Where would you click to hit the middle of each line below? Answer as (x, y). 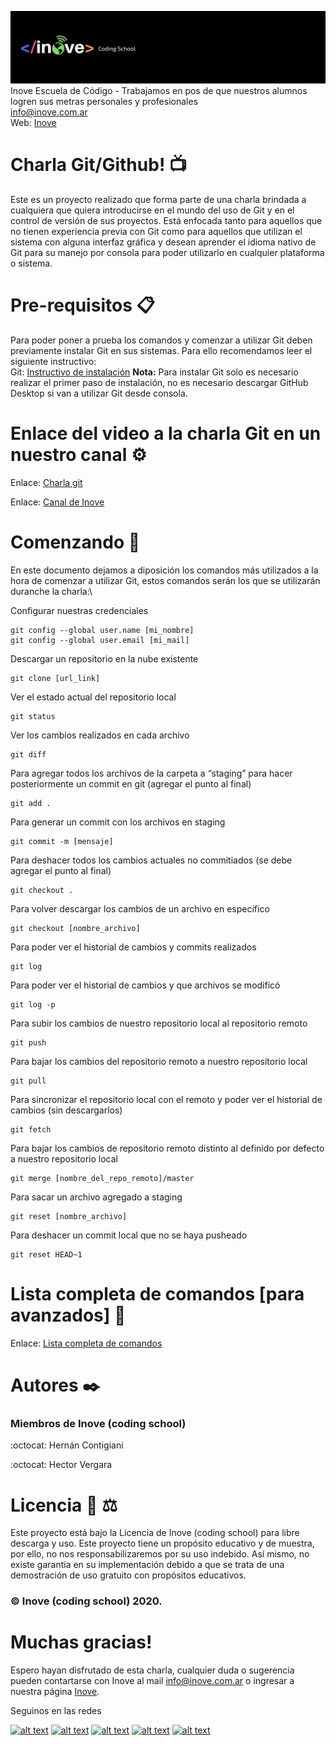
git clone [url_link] (55, 678)
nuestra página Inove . (55, 1692)
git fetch (31, 1129)
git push (28, 1042)
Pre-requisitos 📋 (82, 305)
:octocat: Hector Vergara (61, 1465)
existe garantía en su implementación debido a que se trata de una (147, 1565)
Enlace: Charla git (46, 482)
